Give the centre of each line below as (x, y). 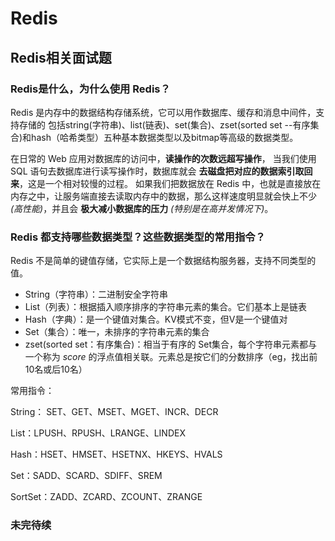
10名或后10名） (56, 369)
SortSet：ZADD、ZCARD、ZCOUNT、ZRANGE (106, 497)
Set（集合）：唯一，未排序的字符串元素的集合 (117, 332)
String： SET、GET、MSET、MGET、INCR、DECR (114, 412)
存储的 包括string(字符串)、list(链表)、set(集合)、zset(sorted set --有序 (164, 124)
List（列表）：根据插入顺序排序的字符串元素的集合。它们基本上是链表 (166, 307)
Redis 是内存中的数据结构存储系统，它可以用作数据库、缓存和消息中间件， (163, 112)
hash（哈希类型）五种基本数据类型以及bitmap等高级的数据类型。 (165, 137)
